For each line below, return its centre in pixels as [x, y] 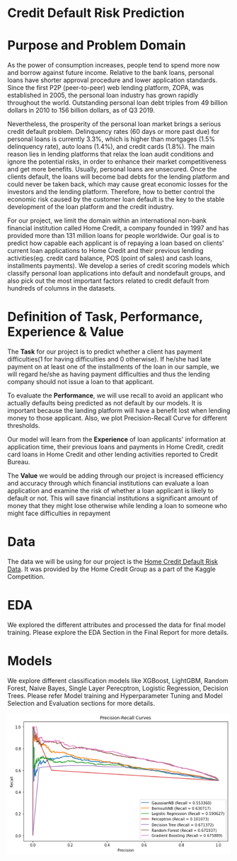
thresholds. [24, 426]
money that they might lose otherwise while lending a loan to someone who [117, 506]
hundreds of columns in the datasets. [62, 288]
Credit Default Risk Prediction [96, 13]
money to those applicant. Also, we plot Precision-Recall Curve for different [117, 418]
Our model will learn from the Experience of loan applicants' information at [117, 439]
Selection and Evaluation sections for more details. [81, 703]
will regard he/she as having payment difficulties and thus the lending [109, 374]
